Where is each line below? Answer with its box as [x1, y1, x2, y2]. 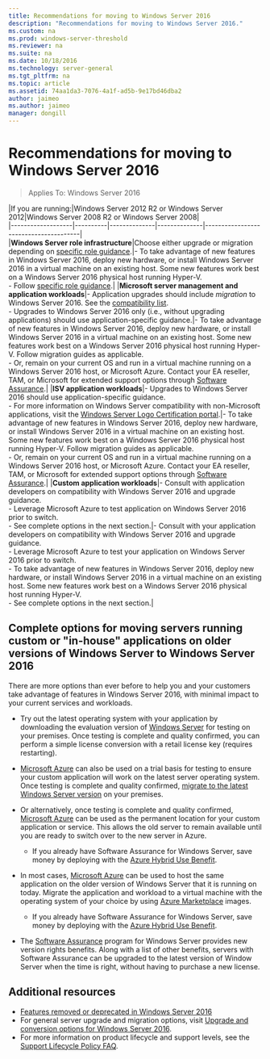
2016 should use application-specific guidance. [8, 392, 166, 402]
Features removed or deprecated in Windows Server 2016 [19, 1007, 213, 1016]
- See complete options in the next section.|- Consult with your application [8, 521, 256, 530]
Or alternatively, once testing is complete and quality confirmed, [19, 805, 234, 814]
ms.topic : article [8, 79, 70, 87]
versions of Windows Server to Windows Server [8, 647, 255, 660]
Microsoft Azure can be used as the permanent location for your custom [19, 813, 260, 823]
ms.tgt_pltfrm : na [8, 72, 70, 80]
